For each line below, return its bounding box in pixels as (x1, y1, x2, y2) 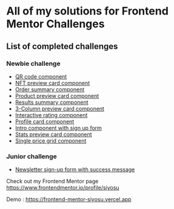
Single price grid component (15, 137, 87, 144)
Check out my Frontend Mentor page (6, 178, 99, 185)
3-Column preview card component (15, 104, 105, 112)
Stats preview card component (15, 130, 92, 138)
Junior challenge (6, 152, 58, 161)
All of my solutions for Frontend (6, 4, 169, 18)
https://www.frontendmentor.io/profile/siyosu (6, 184, 119, 191)
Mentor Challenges (6, 17, 105, 31)
